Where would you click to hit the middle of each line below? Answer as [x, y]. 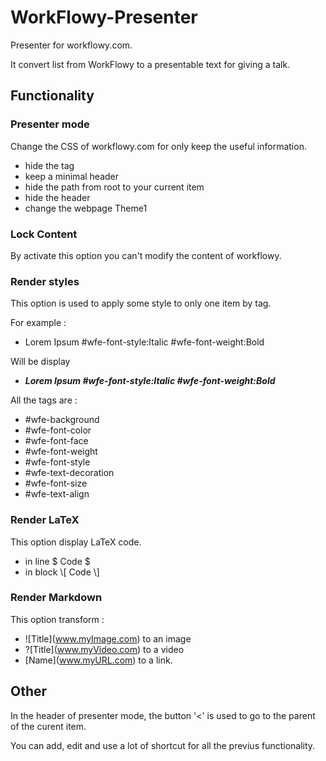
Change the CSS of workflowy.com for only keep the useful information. [158, 146]
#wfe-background [62, 420]
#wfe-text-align [57, 494]
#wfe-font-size [56, 483]
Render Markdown [56, 598]
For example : [38, 323]
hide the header [57, 197]
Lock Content [44, 234]
